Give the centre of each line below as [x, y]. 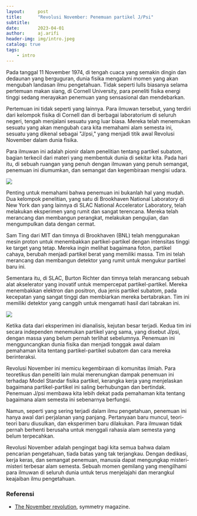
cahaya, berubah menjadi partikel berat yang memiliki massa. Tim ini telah [96, 254]
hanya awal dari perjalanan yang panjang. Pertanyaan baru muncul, [88, 417]
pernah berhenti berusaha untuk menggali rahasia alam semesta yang [91, 429]
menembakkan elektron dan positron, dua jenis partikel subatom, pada [91, 290]
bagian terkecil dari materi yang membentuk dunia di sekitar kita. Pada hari [97, 157]
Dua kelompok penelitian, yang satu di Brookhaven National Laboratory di [95, 199]
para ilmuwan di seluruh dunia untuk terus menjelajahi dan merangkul [90, 472]
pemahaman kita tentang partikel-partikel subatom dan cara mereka [89, 350]
